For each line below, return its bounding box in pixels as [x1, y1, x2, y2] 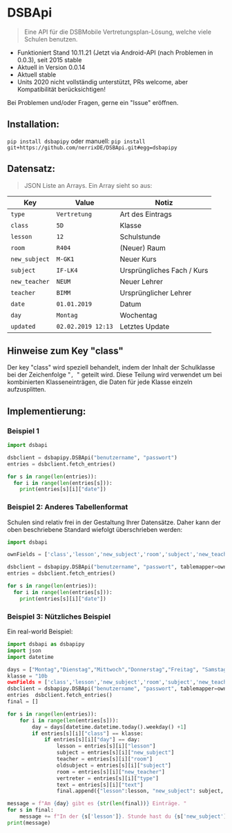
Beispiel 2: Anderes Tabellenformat [7, 502, 128, 512]
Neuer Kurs [119, 254, 157, 264]
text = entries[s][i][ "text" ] [56, 781, 144, 788]
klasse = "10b [7, 672, 48, 680]
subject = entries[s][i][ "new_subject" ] [56, 749, 175, 756]
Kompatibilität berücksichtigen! [17, 85, 106, 93]
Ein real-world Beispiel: [7, 627, 73, 636]
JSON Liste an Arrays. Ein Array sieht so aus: [23, 181, 153, 189]
